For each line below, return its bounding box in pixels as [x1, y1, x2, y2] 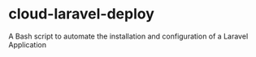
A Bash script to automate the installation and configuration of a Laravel [8, 31, 249, 41]
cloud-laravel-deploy [8, 5, 154, 23]
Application [8, 39, 47, 49]
